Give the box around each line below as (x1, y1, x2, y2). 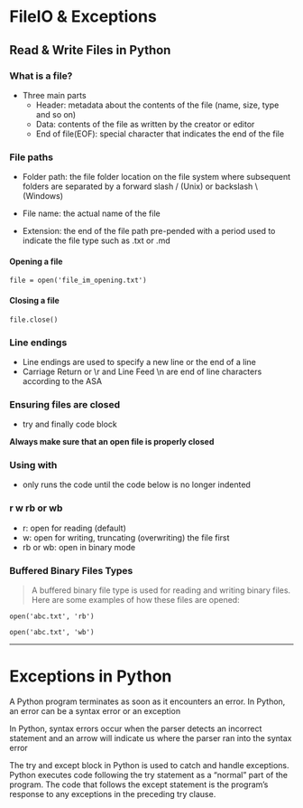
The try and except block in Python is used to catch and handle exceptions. (9, 760, 289, 770)
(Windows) (22, 191, 64, 202)
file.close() (9, 315, 59, 324)
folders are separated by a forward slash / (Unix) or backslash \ (22, 181, 259, 192)
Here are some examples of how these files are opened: (31, 595, 241, 606)
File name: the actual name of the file (22, 208, 161, 219)
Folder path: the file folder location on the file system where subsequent (22, 172, 291, 183)
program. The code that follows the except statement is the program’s (9, 779, 269, 790)
